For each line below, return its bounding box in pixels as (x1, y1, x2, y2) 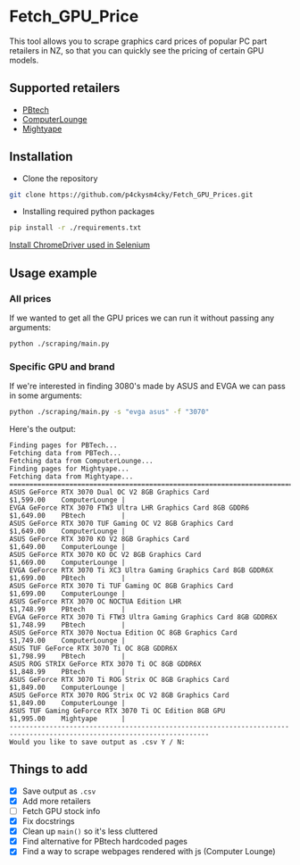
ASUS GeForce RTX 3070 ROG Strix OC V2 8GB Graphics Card (9, 691, 229, 700)
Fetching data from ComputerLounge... (9, 457, 154, 466)
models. (9, 54, 39, 65)
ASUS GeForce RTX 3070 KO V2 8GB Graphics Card (9, 535, 190, 544)
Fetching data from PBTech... (9, 449, 122, 458)
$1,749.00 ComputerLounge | (9, 636, 126, 645)
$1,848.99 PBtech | (9, 668, 126, 677)
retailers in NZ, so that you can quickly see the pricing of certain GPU (9, 45, 264, 55)
